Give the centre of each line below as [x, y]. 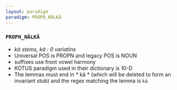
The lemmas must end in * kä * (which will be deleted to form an [92, 74]
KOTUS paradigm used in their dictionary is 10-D [73, 68]
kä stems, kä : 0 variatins [45, 49]
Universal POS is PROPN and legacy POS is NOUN [75, 55]
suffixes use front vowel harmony [55, 62]
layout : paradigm [27, 12]
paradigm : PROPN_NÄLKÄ [33, 17]
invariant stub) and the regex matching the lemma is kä [81, 81]
